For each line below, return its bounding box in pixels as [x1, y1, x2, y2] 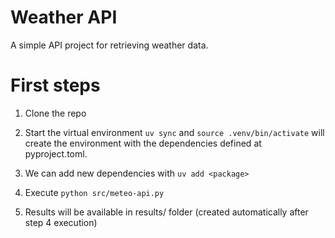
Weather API [10, 6, 118, 29]
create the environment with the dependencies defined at [24, 137, 262, 149]
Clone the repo [24, 107, 87, 119]
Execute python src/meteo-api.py [24, 186, 165, 198]
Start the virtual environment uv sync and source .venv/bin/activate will [24, 126, 325, 138]
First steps [10, 74, 101, 97]
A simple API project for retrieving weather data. [10, 39, 209, 51]
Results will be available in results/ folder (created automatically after [24, 206, 309, 218]
